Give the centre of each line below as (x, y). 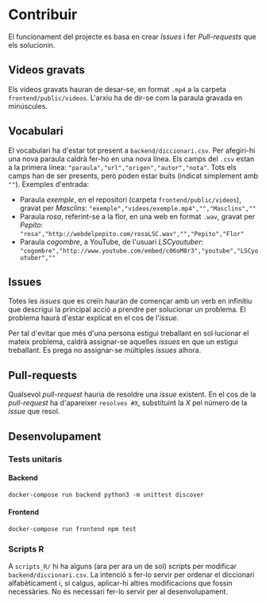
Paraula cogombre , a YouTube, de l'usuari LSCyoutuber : (112, 242)
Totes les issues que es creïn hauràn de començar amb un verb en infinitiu (130, 301)
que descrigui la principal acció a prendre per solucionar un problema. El (127, 310)
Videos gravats (46, 70)
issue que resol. (34, 412)
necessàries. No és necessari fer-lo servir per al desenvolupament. (118, 592)
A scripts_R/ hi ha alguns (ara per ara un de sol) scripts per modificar (122, 567)
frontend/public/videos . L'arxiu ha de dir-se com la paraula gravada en (125, 98)
